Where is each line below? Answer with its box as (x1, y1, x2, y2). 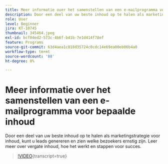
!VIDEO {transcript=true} (17, 153, 67, 159)
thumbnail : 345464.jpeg (5, 30, 55, 35)
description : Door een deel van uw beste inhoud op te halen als (5, 12, 144, 17)
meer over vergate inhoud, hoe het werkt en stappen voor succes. (5, 143, 141, 149)
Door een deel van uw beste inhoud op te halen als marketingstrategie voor (5, 133, 160, 139)
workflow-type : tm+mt (5, 49, 50, 54)
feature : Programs (5, 40, 43, 45)
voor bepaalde (74, 105, 136, 117)
